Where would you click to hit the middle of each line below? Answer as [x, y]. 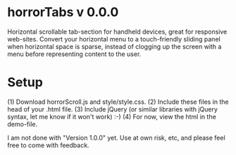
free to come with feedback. [48, 145]
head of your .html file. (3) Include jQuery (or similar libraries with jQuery [113, 109]
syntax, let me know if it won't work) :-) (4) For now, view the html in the [112, 116]
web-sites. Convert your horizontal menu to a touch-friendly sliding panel [114, 39]
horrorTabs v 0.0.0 [63, 12]
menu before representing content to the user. [74, 54]
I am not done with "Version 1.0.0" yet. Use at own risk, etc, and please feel [116, 137]
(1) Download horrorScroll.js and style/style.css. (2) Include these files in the [118, 102]
